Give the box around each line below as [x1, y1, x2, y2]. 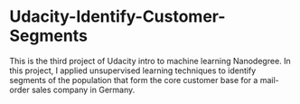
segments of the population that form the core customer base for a [9, 74, 258, 85]
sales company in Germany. [31, 84, 136, 95]
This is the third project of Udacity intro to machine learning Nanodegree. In [9, 55, 291, 66]
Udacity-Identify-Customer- [9, 6, 226, 27]
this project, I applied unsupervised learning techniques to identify [9, 65, 257, 76]
